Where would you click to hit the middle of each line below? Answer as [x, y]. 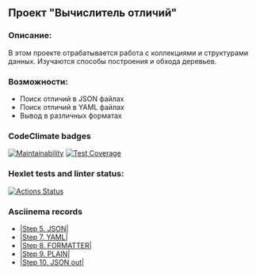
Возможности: [38, 81]
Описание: [30, 36]
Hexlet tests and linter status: [66, 174]
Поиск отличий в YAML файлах [72, 107]
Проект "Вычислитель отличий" [93, 13]
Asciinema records [46, 211]
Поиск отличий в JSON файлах [72, 99]
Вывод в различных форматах [71, 115]
